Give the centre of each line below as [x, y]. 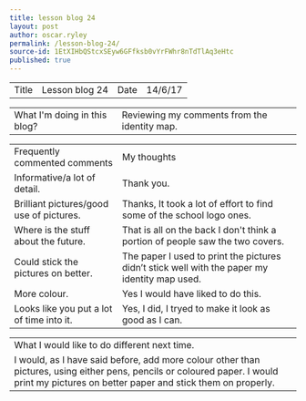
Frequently [37, 151]
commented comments [64, 163]
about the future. [50, 241]
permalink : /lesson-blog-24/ [65, 43]
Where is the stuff [52, 230]
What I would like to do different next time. [104, 345]
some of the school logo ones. [187, 215]
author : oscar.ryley [49, 35]
